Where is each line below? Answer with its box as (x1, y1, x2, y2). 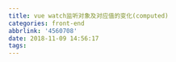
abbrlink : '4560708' (8, 27, 78, 35)
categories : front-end (8, 19, 85, 27)
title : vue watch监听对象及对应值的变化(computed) (8, 11, 169, 20)
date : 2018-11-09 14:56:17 (8, 34, 99, 43)
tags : (8, 42, 27, 50)
